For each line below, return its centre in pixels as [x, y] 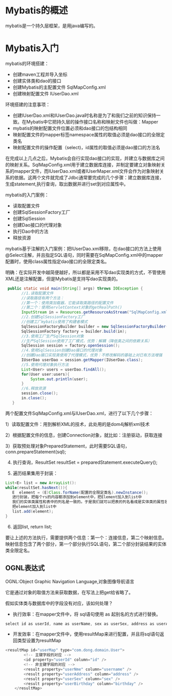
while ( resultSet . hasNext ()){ [36, 487]
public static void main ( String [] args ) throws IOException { [75, 288]
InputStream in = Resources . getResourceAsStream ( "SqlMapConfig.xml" [96, 312]
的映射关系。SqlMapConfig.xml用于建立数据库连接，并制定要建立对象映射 [83, 165]
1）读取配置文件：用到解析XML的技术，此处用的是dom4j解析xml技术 [78, 424]
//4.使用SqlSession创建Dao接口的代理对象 [62, 351]
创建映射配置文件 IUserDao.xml [46, 93]
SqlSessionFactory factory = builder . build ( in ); [74, 331]
